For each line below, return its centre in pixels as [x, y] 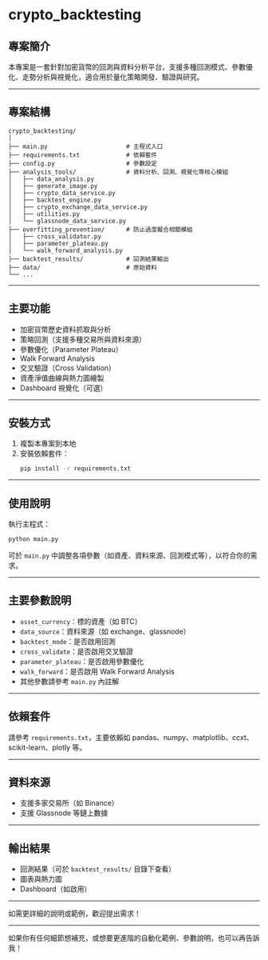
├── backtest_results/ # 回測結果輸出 [89, 259]
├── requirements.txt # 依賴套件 [83, 155]
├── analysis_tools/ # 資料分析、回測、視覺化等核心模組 [118, 172]
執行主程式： [29, 524]
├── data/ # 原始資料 [83, 267]
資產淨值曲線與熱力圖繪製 [62, 378]
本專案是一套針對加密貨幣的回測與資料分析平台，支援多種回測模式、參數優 [130, 67]
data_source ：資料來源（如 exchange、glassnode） [105, 631]
